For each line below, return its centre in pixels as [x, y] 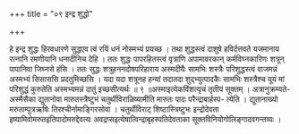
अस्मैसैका [23, 99]
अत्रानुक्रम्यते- [271, 89]
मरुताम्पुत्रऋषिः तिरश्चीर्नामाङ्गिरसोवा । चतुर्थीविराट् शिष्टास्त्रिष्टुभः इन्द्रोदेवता [114, 109]
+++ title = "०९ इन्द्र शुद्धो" [51, 14]
